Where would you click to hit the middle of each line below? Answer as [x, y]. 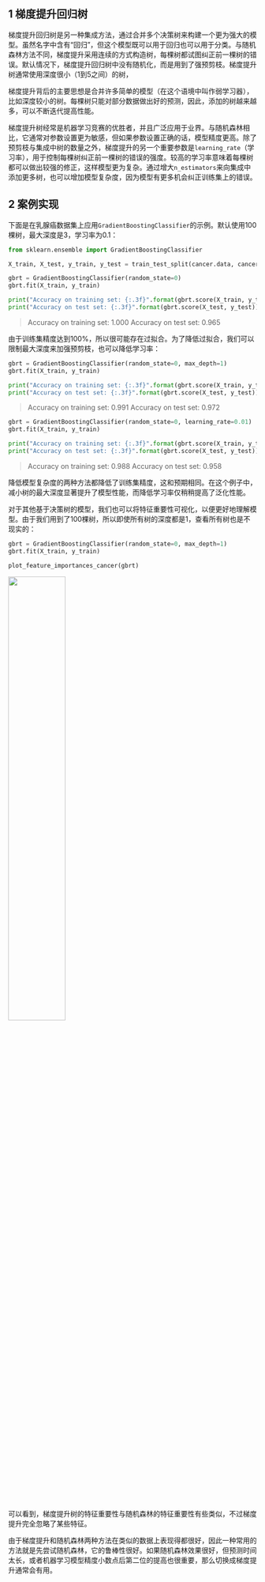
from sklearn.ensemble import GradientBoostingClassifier [105, 250]
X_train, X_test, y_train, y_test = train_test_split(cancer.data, [121, 264]
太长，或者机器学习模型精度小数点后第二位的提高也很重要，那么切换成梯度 [129, 1560]
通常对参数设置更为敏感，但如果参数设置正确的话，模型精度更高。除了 [143, 138]
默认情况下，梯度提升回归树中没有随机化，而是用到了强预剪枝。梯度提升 [139, 64]
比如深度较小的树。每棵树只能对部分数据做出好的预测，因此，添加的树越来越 [132, 100]
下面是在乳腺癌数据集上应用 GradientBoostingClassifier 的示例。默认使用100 [132, 225]
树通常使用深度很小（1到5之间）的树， [70, 74]
